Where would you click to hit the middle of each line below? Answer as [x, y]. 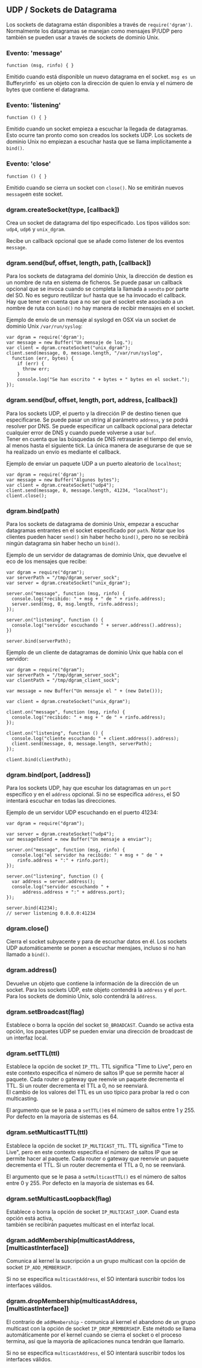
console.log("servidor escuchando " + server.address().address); [97, 625]
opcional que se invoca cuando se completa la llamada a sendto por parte [97, 289]
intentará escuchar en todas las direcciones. [61, 801]
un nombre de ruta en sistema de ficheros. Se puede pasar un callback [94, 283]
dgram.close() [28, 928]
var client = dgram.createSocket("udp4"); [60, 485]
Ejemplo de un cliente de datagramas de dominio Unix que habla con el [95, 652]
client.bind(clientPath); [39, 759]
